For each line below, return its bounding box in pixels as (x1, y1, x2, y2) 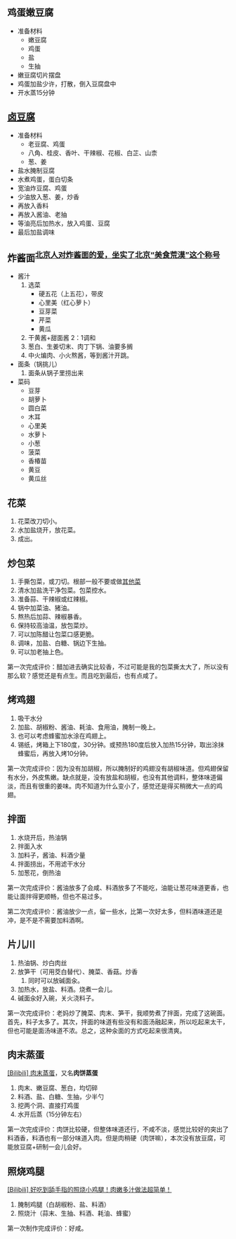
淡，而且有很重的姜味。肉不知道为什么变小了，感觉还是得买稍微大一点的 (7, 781, 216, 790)
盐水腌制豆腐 (17, 166, 55, 175)
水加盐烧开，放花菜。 (17, 526, 79, 534)
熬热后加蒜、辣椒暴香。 (17, 612, 86, 621)
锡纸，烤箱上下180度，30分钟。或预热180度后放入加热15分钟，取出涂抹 (17, 740, 225, 748)
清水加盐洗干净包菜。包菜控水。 (17, 586, 110, 595)
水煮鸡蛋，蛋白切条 (17, 175, 74, 183)
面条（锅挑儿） (17, 360, 61, 368)
